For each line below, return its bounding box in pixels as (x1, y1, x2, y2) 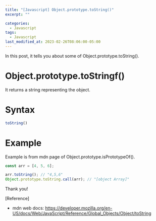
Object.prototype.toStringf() (5, 71, 125, 82)
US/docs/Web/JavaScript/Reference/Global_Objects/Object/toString (12, 211, 152, 217)
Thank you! (5, 186, 28, 192)
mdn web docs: (12, 205, 45, 211)
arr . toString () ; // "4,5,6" (5, 172, 63, 177)
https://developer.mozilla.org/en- (45, 205, 112, 211)
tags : (5, 30, 16, 35)
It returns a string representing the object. (5, 86, 91, 92)
